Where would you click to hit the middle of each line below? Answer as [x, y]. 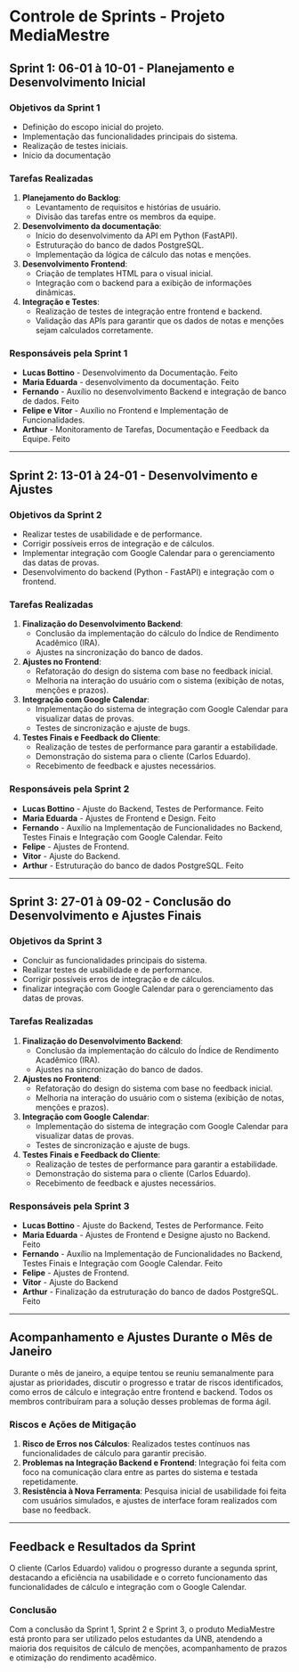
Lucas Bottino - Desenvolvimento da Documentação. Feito [130, 373]
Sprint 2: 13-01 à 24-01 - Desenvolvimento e [133, 475]
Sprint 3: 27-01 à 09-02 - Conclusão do [120, 902]
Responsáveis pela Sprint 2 [69, 789]
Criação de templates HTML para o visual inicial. [124, 274]
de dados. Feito [51, 401]
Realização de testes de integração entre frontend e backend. [149, 311]
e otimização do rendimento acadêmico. [83, 1658]
